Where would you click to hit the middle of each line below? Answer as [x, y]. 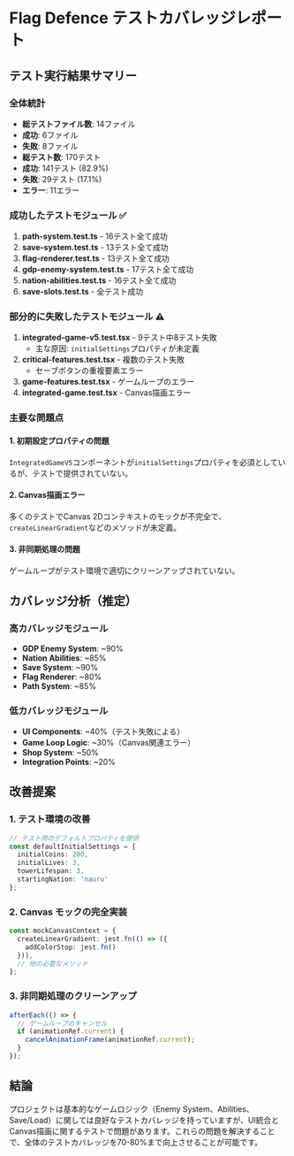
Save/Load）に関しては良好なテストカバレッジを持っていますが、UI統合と [144, 1120]
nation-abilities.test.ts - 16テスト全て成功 [99, 280]
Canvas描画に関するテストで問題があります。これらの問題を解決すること [142, 1131]
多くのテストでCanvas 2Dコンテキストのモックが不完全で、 [118, 516]
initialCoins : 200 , [53, 854]
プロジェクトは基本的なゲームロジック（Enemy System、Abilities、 [132, 1109]
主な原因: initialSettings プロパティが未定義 [117, 348]
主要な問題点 [37, 418]
